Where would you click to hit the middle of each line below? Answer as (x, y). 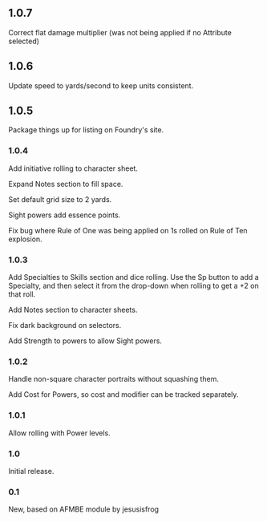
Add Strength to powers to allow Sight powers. (85, 341)
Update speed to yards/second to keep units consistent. (101, 85)
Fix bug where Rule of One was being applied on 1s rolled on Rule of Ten (128, 230)
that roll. (22, 294)
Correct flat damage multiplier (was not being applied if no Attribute (120, 32)
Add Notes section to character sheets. (73, 310)
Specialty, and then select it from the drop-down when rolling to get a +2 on (133, 286)
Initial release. (31, 471)
